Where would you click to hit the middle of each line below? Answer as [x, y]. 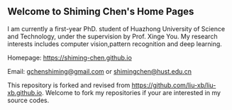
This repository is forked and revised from [69, 85]
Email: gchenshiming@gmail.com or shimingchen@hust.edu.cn [100, 71]
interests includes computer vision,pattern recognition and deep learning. [115, 44]
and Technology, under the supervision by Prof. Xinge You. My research [112, 36]
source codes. [28, 100]
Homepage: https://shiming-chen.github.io [70, 57]
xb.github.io [25, 92]
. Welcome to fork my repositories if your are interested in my [131, 92]
